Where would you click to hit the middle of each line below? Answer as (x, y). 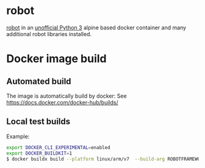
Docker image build (56, 59)
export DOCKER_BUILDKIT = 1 (39, 153)
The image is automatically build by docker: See (67, 96)
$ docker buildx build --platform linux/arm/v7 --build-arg (86, 159)
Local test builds (38, 122)
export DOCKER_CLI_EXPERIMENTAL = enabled (59, 147)
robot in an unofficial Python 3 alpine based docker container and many (96, 27)
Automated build (39, 81)
